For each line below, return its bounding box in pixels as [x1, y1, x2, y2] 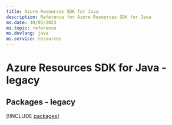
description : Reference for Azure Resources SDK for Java [6, 14, 151, 20]
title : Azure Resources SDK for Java [6, 8, 99, 15]
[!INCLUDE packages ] [6, 113, 59, 119]
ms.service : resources [6, 36, 62, 42]
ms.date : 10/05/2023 [6, 19, 57, 25]
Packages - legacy [6, 97, 75, 107]
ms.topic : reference [6, 25, 57, 31]
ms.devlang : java [6, 31, 49, 36]
